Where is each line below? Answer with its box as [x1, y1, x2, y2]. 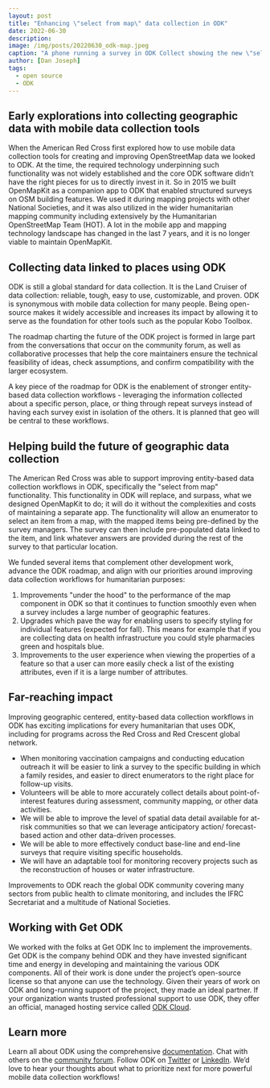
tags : [8, 64, 27, 73]
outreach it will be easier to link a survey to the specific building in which [19, 762, 261, 771]
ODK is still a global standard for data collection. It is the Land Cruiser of [8, 282, 247, 292]
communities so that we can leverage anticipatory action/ [34, 821, 224, 831]
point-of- [230, 787, 260, 797]
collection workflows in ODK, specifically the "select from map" [8, 481, 219, 492]
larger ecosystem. [8, 366, 68, 376]
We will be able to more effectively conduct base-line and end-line [19, 839, 241, 849]
